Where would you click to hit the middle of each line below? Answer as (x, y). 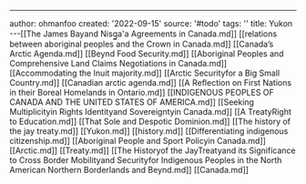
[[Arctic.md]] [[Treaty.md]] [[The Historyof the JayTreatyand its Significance (153, 150)
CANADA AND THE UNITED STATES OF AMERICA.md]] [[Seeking (132, 102)
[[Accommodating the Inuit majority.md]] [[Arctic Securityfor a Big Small (145, 73)
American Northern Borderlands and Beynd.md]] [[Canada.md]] (129, 170)
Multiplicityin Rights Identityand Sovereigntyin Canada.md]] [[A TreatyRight (150, 112)
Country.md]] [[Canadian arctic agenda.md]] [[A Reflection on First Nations (151, 82)
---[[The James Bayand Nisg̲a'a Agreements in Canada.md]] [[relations (143, 34)
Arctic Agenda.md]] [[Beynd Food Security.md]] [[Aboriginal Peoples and (147, 54)
